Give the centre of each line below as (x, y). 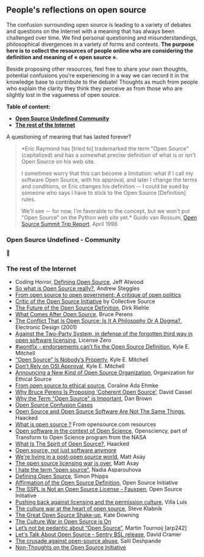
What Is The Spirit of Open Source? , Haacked (72, 444)
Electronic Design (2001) (46, 327)
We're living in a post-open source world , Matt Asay (80, 457)
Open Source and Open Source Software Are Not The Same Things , (100, 411)
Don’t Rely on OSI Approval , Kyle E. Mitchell (70, 366)
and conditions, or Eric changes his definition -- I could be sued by (105, 186)
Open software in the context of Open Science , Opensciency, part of (101, 431)
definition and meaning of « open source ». (62, 57)
